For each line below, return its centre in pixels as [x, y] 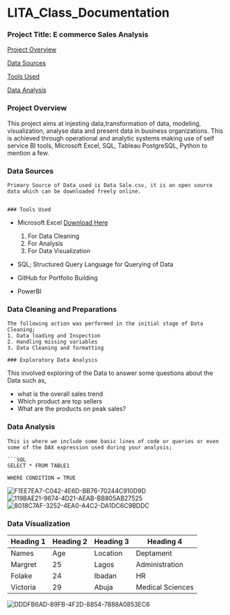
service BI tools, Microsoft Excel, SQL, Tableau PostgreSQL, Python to [107, 145]
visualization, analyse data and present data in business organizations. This [115, 131]
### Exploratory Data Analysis [52, 360]
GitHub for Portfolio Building [58, 278]
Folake [22, 575]
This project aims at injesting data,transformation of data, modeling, [104, 123]
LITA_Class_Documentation [89, 13]
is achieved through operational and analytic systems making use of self [111, 138]
